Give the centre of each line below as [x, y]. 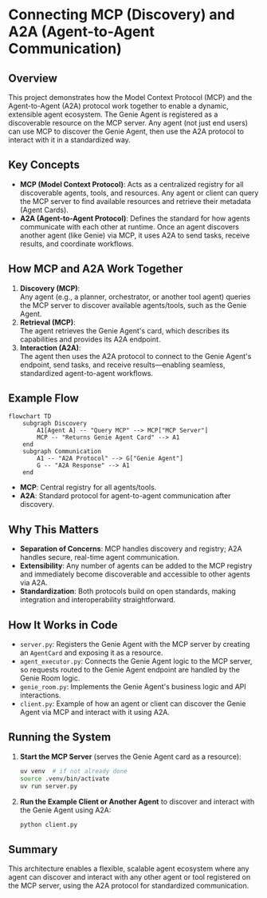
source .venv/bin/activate [65, 778]
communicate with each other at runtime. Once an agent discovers [129, 226]
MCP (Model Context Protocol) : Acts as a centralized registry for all [132, 184]
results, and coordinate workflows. [77, 243]
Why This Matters [54, 529]
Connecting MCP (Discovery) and [122, 15]
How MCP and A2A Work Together [96, 269]
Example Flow [44, 399]
